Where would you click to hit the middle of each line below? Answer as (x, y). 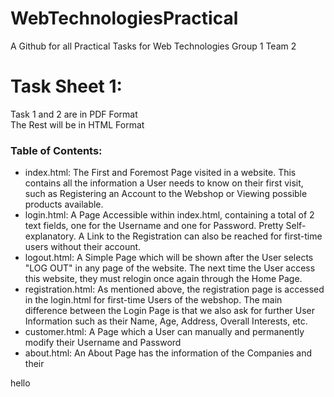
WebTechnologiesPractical (124, 18)
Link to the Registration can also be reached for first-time (204, 236)
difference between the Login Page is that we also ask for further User (169, 311)
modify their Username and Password (103, 343)
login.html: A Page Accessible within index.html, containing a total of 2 (169, 215)
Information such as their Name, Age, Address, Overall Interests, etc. (166, 321)
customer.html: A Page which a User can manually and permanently (164, 332)
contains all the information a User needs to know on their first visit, (164, 183)
